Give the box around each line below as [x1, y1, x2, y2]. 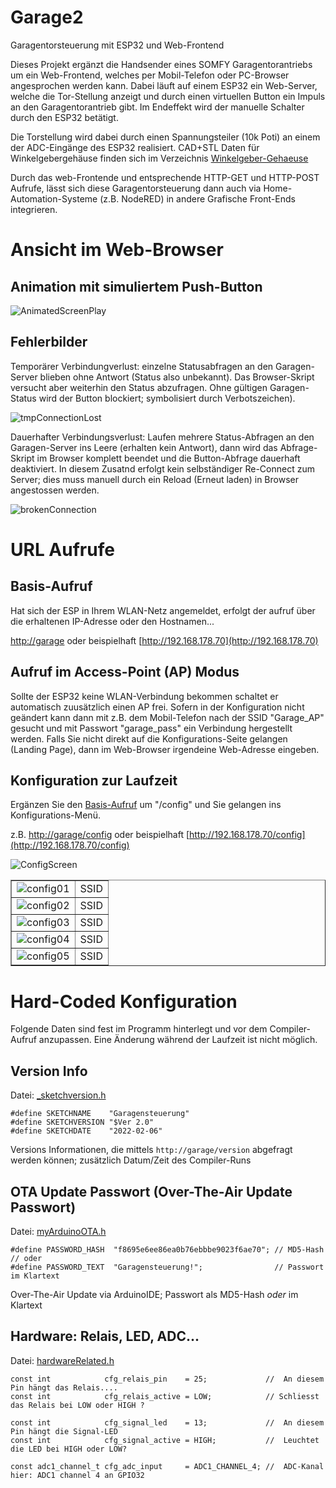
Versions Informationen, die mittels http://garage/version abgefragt [10, 1144, 293, 1156]
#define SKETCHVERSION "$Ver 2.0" [10, 1117, 155, 1128]
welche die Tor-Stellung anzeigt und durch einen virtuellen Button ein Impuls [10, 90, 326, 102]
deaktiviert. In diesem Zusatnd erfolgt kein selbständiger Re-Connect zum [10, 462, 315, 475]
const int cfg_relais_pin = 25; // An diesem [10, 1374, 325, 1384]
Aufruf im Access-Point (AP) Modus [10, 664, 240, 681]
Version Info [10, 1062, 88, 1080]
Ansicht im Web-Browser [10, 239, 224, 261]
